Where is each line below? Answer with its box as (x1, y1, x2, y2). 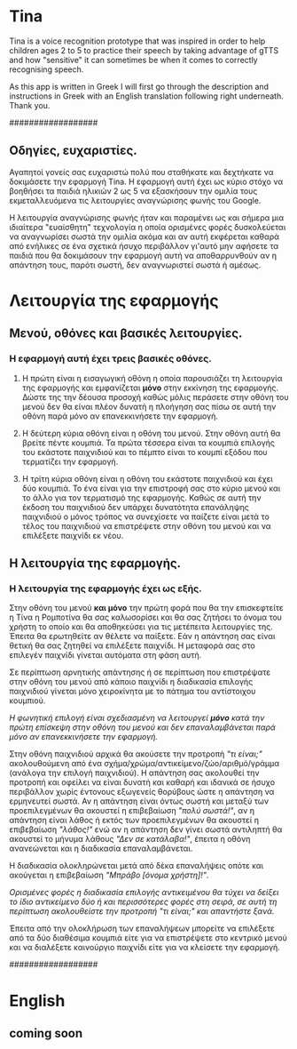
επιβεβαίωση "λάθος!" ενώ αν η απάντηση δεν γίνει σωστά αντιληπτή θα (9, 824, 283, 835)
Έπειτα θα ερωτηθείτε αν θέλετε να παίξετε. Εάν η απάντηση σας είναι (9, 631, 276, 642)
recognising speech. (9, 64, 84, 75)
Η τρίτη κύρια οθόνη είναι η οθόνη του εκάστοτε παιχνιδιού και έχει (21, 473, 273, 484)
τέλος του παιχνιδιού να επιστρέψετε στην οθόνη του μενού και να (21, 520, 272, 531)
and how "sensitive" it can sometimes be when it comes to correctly (9, 54, 259, 65)
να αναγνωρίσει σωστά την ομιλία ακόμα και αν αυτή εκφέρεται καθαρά (9, 231, 280, 242)
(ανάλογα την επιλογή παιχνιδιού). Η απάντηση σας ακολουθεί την (9, 767, 260, 779)
